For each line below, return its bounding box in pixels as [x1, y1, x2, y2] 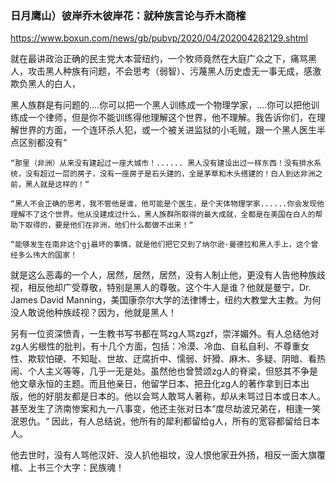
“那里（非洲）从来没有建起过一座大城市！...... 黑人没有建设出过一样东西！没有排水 [10, 158, 315, 169]
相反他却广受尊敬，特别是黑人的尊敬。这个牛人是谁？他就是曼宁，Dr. [27, 282, 312, 294]
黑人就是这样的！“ [24, 180, 90, 190]
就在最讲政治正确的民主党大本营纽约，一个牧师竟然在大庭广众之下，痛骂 [10, 53, 308, 65]
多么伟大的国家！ [17, 250, 78, 261]
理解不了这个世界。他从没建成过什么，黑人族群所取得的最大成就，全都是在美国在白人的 [10, 210, 316, 220]
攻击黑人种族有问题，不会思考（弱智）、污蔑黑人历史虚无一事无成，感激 [27, 65, 322, 77]
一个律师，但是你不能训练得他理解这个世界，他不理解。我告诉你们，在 [27, 112, 317, 124]
